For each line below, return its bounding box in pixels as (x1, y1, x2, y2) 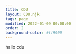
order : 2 (5, 26, 24, 31)
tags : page (5, 16, 28, 21)
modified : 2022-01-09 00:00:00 (5, 21, 71, 26)
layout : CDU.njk (5, 12, 40, 17)
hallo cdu (5, 44, 25, 50)
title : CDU (5, 7, 28, 12)
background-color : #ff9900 (5, 30, 62, 35)
